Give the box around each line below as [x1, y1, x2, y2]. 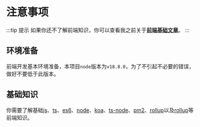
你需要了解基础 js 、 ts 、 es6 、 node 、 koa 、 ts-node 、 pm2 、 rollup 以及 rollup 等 [6, 106, 194, 114]
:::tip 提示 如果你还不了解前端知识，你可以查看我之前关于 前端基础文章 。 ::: [6, 26, 190, 34]
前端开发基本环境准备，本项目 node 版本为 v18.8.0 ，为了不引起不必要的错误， [6, 62, 195, 69]
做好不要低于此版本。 [6, 70, 59, 77]
